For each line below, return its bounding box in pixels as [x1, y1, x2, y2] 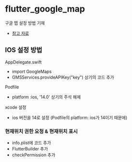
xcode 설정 [5, 104, 26, 110]
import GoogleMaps [12, 68, 52, 74]
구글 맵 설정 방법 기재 [5, 20, 45, 26]
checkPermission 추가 [12, 152, 55, 158]
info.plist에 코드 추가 [12, 140, 52, 146]
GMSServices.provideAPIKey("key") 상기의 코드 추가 [12, 74, 114, 80]
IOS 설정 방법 [5, 46, 42, 54]
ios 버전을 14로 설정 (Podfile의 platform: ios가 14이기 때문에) [12, 114, 128, 120]
